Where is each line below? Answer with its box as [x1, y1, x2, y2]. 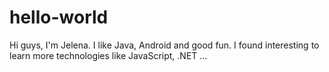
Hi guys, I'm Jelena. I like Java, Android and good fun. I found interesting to [9, 39, 320, 51]
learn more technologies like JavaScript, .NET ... [9, 49, 208, 61]
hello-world [9, 6, 109, 29]
